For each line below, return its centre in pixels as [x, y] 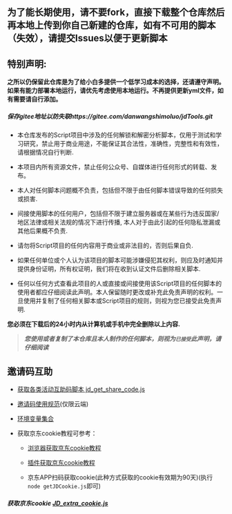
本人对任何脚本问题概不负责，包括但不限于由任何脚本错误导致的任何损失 [120, 190]
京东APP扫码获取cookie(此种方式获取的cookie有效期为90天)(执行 [120, 477]
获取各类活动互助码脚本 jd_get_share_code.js [81, 389]
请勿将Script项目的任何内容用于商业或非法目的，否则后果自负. [105, 246]
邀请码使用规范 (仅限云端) [53, 403]
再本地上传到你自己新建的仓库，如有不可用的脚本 [112, 25]
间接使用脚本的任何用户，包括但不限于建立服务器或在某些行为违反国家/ [118, 213]
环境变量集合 [35, 418]
